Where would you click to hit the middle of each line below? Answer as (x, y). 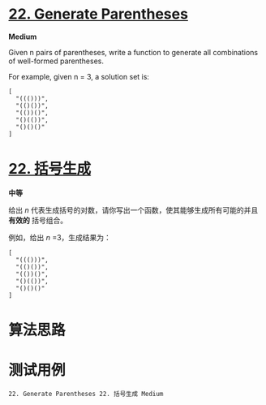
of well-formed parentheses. (56, 61)
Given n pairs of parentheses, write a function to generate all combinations (133, 52)
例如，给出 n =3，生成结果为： (60, 237)
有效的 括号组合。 (38, 220)
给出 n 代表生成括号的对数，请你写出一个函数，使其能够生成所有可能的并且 (133, 210)
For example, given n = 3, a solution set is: (79, 76)
